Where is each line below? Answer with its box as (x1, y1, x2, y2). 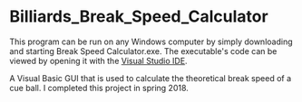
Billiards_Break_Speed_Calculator (9, 6, 269, 27)
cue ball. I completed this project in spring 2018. (9, 82, 189, 93)
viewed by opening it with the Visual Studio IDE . (9, 55, 188, 66)
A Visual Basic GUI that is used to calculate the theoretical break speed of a (9, 72, 292, 83)
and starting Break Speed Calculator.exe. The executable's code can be (9, 45, 278, 56)
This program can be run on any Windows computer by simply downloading (9, 36, 293, 47)
